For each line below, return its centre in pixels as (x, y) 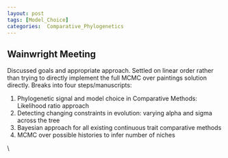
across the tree (38, 120)
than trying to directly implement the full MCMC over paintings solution (107, 78)
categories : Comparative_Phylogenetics (66, 26)
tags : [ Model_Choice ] (38, 20)
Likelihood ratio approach (53, 106)
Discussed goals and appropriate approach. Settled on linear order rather (111, 71)
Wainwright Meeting (52, 54)
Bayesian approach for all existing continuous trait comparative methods (119, 128)
